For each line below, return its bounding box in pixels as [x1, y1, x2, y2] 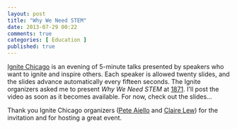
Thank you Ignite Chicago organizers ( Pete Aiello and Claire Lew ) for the [7, 106, 218, 114]
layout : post [7, 10, 46, 18]
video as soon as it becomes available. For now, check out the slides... [7, 92, 212, 101]
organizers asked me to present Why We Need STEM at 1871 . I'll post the [7, 85, 219, 93]
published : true [7, 43, 55, 50]
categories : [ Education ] [7, 37, 87, 44]
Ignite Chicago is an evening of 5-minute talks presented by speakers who [7, 63, 224, 70]
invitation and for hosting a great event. [7, 113, 122, 122]
